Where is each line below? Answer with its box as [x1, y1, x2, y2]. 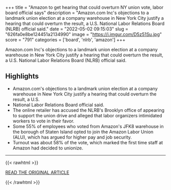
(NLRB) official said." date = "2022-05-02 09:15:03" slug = [5, 26, 129, 32]
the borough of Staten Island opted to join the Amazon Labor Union [12, 129, 154, 135]
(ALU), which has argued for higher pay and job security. [12, 134, 132, 140]
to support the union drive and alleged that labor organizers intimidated [12, 112, 162, 118]
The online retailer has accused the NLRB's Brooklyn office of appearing [12, 107, 164, 113]
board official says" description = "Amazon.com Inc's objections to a [5, 10, 149, 16]
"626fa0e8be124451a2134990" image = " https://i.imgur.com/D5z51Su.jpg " [5, 31, 162, 37]
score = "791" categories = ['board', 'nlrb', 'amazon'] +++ [5, 37, 126, 43]
